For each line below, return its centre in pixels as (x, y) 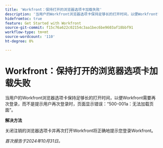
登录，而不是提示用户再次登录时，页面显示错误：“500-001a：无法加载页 (81, 104)
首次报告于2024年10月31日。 (34, 141)
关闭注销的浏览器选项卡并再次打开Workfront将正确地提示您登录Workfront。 (81, 130)
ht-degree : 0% (19, 41)
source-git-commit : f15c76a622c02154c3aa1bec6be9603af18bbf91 (69, 28)
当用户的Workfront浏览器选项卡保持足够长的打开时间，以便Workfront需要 (78, 97)
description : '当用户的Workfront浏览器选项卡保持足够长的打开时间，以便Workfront (81, 14)
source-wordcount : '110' (30, 37)
